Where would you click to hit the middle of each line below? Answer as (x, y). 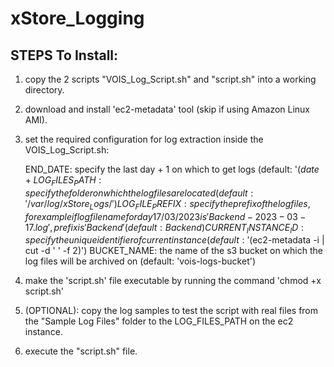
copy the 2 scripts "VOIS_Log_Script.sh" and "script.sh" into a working (170, 79)
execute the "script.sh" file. (81, 351)
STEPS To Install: (64, 55)
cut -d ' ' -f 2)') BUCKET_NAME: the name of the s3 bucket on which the (173, 251)
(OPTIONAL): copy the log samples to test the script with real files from (171, 311)
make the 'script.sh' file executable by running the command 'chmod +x (173, 281)
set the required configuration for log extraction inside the (144, 139)
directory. (44, 90)
